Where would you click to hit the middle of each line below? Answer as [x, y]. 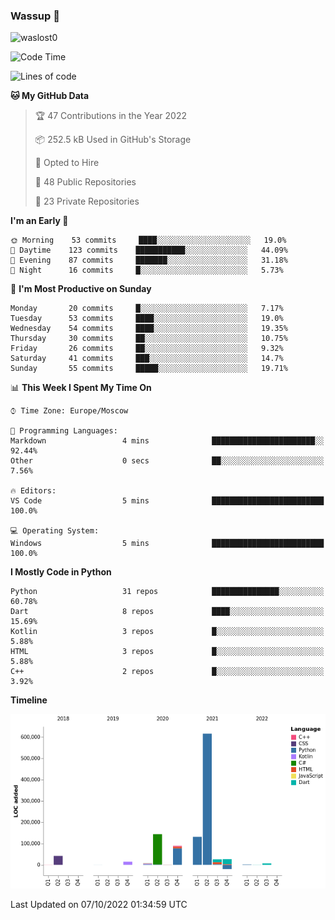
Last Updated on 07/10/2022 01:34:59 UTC [99, 905]
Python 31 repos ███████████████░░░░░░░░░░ [167, 592]
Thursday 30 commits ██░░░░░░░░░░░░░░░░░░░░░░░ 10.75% [149, 339]
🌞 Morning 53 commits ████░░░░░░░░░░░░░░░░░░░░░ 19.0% [148, 240]
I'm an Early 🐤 [39, 221]
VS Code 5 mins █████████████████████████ [167, 501]
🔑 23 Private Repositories [87, 201]
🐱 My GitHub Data [50, 96]
